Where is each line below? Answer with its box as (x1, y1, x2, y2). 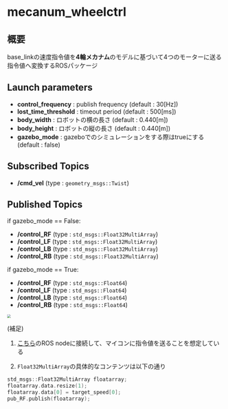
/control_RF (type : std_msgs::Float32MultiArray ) (16, 230, 159, 238)
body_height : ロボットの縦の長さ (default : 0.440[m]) (16, 124, 171, 132)
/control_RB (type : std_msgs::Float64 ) (16, 301, 128, 309)
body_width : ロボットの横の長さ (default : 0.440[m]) (16, 115, 168, 124)
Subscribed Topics (7, 160, 89, 172)
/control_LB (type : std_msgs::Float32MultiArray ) (16, 245, 159, 253)
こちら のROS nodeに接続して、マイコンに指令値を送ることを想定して (16, 339, 214, 348)
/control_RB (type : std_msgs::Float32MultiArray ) (16, 252, 159, 260)
